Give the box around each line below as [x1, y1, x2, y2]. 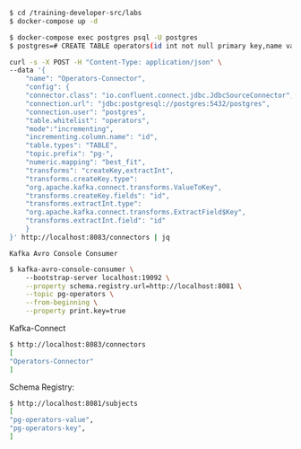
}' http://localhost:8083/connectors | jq [9, 233, 170, 242]
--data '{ [9, 66, 47, 75]
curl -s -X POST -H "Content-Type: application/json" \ [9, 57, 222, 66]
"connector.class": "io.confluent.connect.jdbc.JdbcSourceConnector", [25, 91, 295, 100]
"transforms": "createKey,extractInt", [25, 166, 175, 175]
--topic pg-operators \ [25, 290, 115, 299]
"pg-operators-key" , [9, 424, 87, 433]
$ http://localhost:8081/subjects [9, 399, 139, 408]
